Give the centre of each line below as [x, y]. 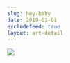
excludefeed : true [34, 26]
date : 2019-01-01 [32, 20]
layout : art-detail [35, 33]
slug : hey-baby [29, 13]
